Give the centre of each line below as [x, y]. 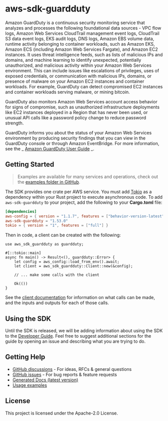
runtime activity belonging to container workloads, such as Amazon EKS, [80, 44]
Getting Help [25, 357]
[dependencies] [21, 211]
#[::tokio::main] [23, 253]
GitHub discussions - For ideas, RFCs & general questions [72, 369]
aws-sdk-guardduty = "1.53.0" [37, 221]
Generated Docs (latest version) [45, 380]
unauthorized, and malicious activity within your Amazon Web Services [78, 65]
